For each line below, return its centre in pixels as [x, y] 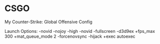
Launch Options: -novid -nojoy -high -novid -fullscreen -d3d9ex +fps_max [80, 31]
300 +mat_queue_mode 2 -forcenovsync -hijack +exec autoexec [70, 36]
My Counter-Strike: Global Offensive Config [48, 22]
